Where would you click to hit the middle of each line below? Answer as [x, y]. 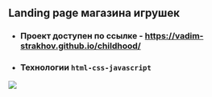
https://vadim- [174, 36]
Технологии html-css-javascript [85, 67]
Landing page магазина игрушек [94, 13]
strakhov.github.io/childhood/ [80, 46]
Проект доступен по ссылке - [81, 36]
